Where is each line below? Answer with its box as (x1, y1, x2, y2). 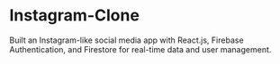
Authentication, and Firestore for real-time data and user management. (9, 44, 272, 54)
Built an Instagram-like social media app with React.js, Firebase (9, 35, 245, 45)
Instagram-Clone (9, 5, 140, 26)
